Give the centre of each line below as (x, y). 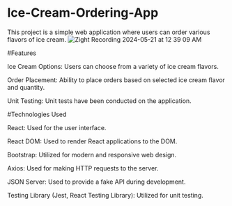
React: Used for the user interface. (57, 127)
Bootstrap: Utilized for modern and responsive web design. (92, 154)
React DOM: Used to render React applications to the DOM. (92, 141)
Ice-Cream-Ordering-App (83, 13)
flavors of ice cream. (37, 39)
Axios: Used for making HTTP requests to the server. (83, 168)
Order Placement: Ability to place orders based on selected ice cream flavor (116, 80)
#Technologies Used (37, 114)
